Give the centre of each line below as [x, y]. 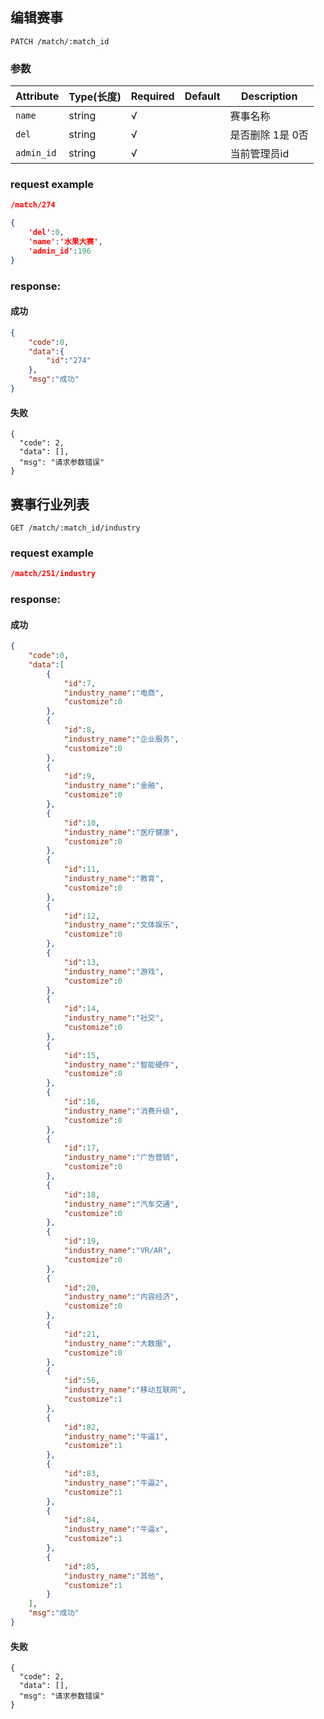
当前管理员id [259, 154]
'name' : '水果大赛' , [65, 242]
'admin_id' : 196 [60, 251]
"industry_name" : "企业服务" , [121, 739]
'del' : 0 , [46, 233]
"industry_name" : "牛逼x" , [116, 1529]
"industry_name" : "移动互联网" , [125, 1390]
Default [202, 96]
